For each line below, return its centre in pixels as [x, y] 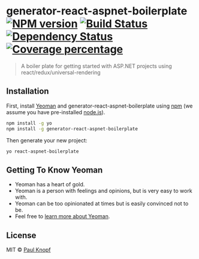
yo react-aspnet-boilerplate [43, 151]
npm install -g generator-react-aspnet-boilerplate [72, 129]
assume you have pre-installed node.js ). [56, 112]
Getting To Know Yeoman [55, 170]
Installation [28, 91]
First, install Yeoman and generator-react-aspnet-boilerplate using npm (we [99, 106]
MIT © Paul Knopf [28, 250]
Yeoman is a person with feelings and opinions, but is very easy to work [104, 191]
